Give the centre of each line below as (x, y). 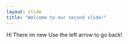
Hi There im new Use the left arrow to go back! (64, 34)
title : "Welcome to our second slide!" (56, 17)
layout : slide (24, 12)
